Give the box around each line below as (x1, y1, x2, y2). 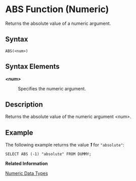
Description (5, 100, 43, 108)
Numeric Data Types (5, 170, 48, 176)
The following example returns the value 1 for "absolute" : (5, 142, 125, 148)
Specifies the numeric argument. (18, 85, 86, 92)
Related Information (5, 161, 48, 167)
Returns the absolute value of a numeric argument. (5, 20, 111, 26)
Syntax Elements (5, 62, 60, 71)
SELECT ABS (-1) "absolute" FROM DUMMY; (5, 152, 92, 157)
